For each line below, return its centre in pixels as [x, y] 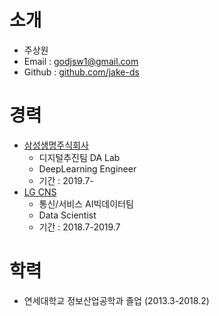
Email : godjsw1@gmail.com [81, 61]
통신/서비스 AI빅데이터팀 [86, 203]
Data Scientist [67, 215]
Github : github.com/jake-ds [81, 72]
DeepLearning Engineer [87, 168]
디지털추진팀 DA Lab [79, 157]
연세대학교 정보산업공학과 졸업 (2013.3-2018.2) [116, 300]
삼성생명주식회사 [56, 145]
